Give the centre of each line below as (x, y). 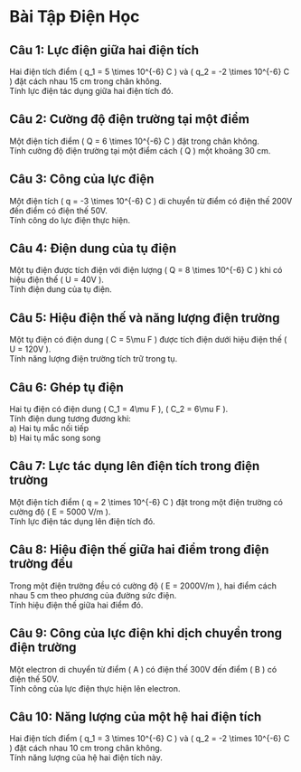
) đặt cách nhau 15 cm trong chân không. (86, 81)
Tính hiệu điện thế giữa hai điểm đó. (76, 605)
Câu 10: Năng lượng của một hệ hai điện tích (136, 716)
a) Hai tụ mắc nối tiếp (49, 428)
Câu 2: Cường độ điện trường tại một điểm (130, 119)
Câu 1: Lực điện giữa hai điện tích (104, 50)
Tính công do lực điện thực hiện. (70, 220)
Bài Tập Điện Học (75, 17)
